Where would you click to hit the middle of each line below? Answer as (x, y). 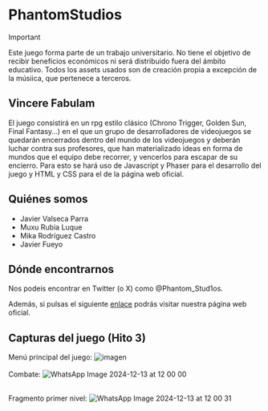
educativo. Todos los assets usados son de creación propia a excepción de (133, 69)
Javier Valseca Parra (54, 218)
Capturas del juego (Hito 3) (77, 338)
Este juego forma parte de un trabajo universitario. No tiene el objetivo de (130, 52)
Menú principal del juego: (51, 357)
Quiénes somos (48, 199)
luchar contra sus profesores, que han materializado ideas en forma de (126, 148)
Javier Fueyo (41, 244)
